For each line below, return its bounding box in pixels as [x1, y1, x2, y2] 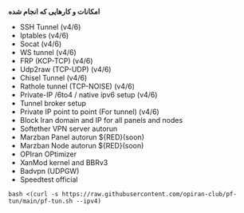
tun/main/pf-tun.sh [8, 197, 73, 205]
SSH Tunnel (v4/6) [19, 22, 81, 31]
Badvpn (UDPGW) [19, 167, 80, 176]
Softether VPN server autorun [19, 124, 118, 133]
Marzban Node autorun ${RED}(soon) [19, 141, 144, 150]
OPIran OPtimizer [19, 149, 77, 159]
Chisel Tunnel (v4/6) [19, 73, 88, 82]
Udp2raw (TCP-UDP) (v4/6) [19, 65, 112, 74]
